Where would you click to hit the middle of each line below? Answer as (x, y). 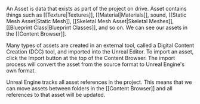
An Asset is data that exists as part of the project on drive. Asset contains (96, 9)
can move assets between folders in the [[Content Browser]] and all (90, 88)
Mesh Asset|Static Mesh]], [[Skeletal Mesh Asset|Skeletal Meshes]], (90, 21)
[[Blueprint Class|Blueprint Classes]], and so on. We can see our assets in (97, 27)
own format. (21, 70)
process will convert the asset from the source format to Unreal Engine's (96, 64)
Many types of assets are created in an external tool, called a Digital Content (100, 45)
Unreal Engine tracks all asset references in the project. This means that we (99, 82)
